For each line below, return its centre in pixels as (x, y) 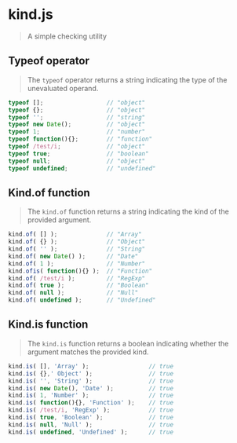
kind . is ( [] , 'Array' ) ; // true (91, 366)
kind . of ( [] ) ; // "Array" (75, 234)
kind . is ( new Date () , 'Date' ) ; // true (91, 388)
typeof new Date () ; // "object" (77, 124)
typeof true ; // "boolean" (78, 154)
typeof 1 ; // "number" (77, 132)
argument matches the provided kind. (88, 352)
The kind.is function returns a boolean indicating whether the (128, 343)
